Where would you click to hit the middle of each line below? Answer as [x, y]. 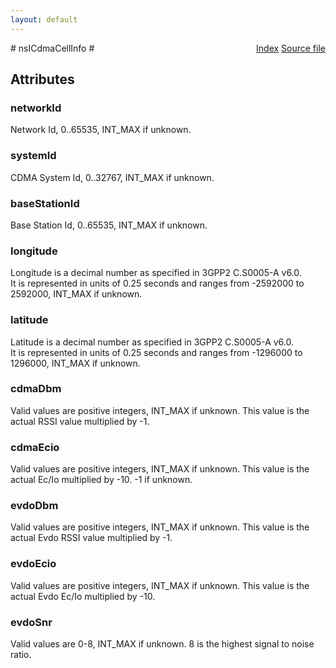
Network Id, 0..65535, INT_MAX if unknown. [101, 130]
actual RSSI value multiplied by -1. [80, 421]
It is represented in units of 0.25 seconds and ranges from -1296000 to [156, 352]
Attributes [42, 79]
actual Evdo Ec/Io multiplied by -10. [83, 596]
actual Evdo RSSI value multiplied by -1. [91, 538]
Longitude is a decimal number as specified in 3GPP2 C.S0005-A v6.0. [156, 273]
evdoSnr [31, 622]
